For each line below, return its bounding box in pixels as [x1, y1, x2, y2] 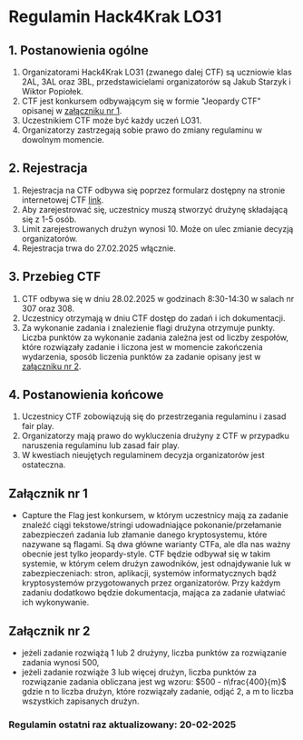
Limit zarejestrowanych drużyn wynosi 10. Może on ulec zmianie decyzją [21, 223, 294, 234]
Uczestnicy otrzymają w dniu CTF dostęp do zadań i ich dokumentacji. [21, 312, 286, 324]
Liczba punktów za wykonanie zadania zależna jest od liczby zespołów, [21, 332, 289, 343]
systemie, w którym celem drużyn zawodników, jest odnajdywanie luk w [21, 558, 291, 569]
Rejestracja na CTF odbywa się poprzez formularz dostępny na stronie [21, 185, 286, 195]
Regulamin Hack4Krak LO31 [8, 6, 222, 27]
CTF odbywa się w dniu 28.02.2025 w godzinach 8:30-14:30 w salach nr [21, 293, 295, 304]
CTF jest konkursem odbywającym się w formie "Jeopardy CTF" [21, 95, 261, 106]
